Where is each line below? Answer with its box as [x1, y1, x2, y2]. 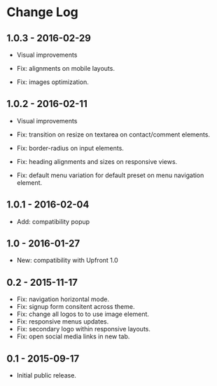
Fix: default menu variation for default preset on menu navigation [16, 171, 204, 179]
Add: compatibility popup [16, 217, 90, 226]
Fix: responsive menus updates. [16, 317, 109, 326]
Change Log [6, 4, 78, 20]
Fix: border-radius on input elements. [16, 144, 124, 152]
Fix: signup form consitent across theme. [16, 303, 135, 311]
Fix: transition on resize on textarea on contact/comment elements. [16, 130, 211, 139]
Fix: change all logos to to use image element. [16, 310, 150, 319]
